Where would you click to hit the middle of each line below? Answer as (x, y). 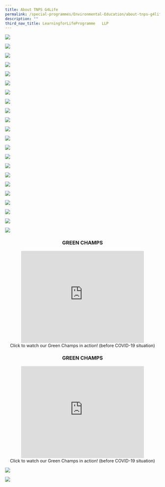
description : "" (22, 19)
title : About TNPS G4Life (31, 10)
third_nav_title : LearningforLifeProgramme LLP (57, 23)
